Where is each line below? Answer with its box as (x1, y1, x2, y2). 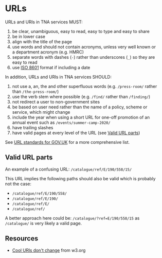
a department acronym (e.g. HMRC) (12, 49, 84, 55)
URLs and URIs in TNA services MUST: (5, 19, 83, 25)
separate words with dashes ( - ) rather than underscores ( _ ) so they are (12, 54, 155, 60)
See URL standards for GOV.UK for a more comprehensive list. (5, 139, 130, 145)
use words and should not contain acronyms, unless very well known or (12, 44, 156, 50)
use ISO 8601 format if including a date (12, 64, 90, 70)
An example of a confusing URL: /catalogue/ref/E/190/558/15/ (5, 166, 132, 172)
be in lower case (12, 34, 45, 39)
